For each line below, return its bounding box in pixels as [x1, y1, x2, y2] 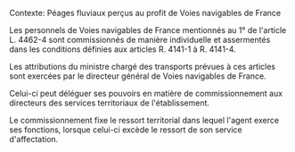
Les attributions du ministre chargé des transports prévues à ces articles [9, 62, 276, 72]
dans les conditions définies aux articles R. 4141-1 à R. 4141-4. [9, 44, 236, 55]
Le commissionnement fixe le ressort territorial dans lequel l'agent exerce [9, 115, 279, 125]
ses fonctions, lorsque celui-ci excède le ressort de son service [9, 124, 242, 135]
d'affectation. [9, 134, 59, 144]
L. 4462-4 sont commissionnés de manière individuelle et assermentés [9, 35, 271, 45]
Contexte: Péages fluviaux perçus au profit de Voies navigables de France [9, 8, 282, 18]
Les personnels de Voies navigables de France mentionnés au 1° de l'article [9, 25, 287, 35]
